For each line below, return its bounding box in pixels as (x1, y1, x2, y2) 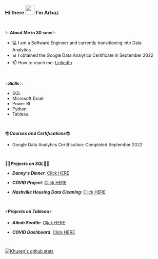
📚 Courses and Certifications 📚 (5, 130, 71, 137)
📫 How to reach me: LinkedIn (12, 60, 72, 66)
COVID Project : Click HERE (12, 180, 67, 186)
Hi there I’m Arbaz (5, 9, 59, 16)
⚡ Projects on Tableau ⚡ (5, 209, 52, 214)
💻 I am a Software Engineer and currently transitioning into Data (12, 40, 142, 46)
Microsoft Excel (12, 95, 44, 101)
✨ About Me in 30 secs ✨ (5, 30, 56, 36)
